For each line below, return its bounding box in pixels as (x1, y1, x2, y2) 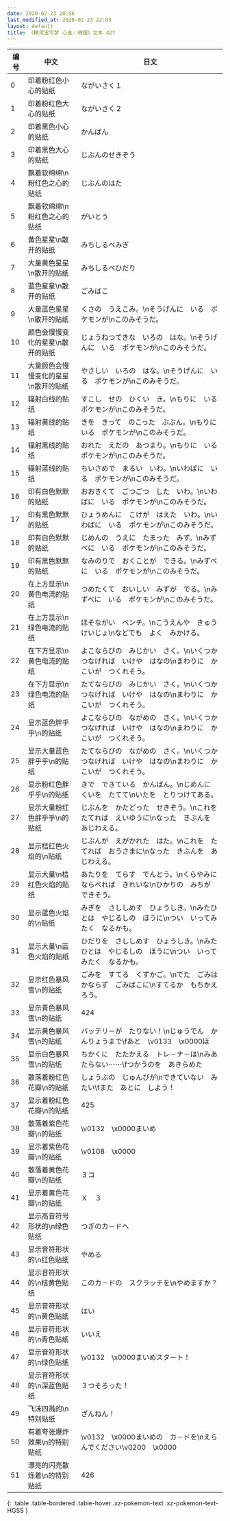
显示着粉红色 (27, 1096, 70, 1105)
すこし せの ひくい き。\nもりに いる (81, 395, 218, 404)
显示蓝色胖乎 (27, 718, 70, 728)
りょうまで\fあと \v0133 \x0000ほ (88, 1037, 210, 1046)
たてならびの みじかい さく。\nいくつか (81, 680, 218, 689)
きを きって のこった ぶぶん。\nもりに (81, 417, 217, 427)
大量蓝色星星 (27, 304, 70, 314)
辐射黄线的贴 (27, 417, 70, 427)
